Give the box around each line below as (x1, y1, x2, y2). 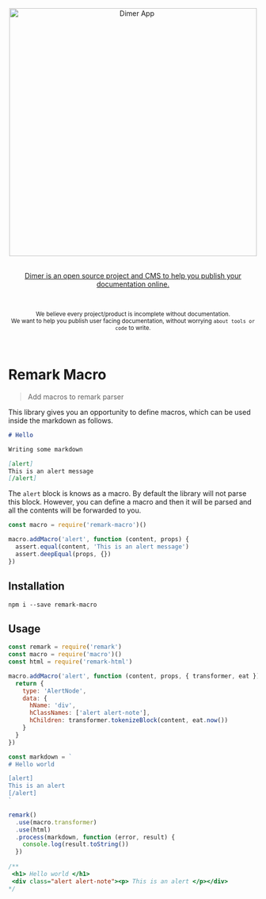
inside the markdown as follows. (8, 416, 113, 425)
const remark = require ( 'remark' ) (8, 643, 123, 651)
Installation (8, 579, 65, 594)
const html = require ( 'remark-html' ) (8, 658, 133, 666)
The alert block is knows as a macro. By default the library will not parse (8, 489, 247, 498)
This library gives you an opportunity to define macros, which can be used (8, 407, 251, 417)
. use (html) (15, 825, 51, 834)
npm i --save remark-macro (8, 601, 97, 609)
